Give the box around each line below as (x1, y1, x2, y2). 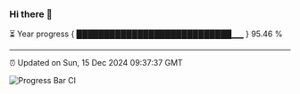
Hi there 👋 (9, 8, 54, 20)
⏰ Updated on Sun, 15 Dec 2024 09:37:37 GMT (9, 58, 183, 68)
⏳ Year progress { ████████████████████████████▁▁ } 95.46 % (9, 28, 283, 39)
